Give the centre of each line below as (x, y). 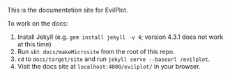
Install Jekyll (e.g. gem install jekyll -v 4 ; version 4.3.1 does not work (120, 37)
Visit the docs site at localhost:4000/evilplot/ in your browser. (109, 66)
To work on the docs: (38, 23)
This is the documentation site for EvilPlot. (68, 10)
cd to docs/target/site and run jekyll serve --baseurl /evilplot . (114, 59)
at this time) (34, 44)
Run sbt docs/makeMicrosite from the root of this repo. (96, 52)
